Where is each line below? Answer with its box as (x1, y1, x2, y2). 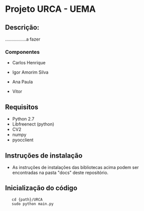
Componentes (5, 48, 40, 55)
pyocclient (12, 137, 33, 143)
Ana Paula (12, 79, 33, 85)
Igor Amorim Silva (12, 69, 49, 75)
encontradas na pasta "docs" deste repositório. (12, 169, 109, 175)
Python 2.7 (12, 116, 34, 122)
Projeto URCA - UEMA (5, 3, 96, 15)
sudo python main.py (11, 201, 54, 206)
